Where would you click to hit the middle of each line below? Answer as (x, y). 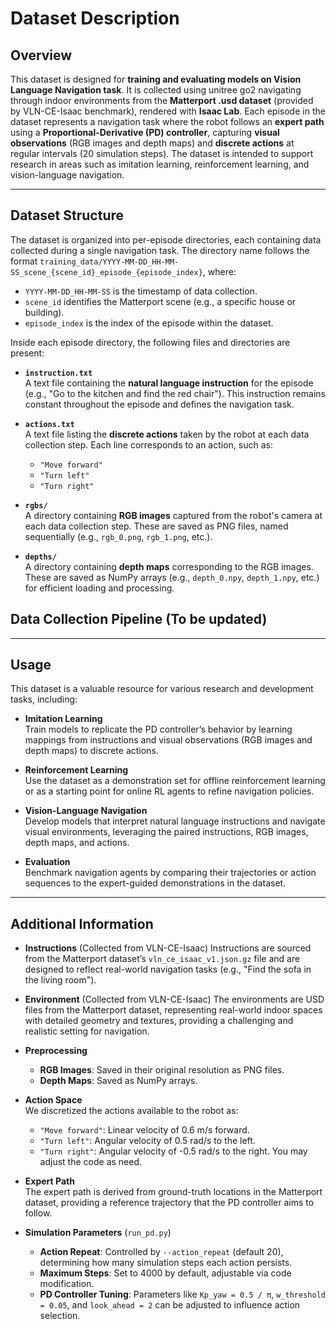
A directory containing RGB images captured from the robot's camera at (173, 515)
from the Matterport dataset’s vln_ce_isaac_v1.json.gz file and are (162, 959)
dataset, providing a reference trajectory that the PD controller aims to (169, 1203)
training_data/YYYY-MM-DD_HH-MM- (109, 262)
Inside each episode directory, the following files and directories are (150, 342)
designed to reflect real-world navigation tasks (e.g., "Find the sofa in (168, 969)
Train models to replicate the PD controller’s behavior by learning (158, 729)
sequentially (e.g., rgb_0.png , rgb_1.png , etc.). (118, 536)
